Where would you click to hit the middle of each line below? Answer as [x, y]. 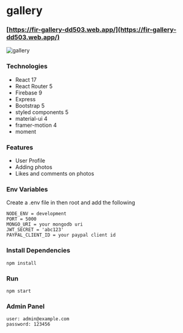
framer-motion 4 [36, 125]
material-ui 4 [31, 118]
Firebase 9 [29, 93]
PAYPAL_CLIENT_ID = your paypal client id [61, 235]
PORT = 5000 [21, 219]
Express [25, 99]
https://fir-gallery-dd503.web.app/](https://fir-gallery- [93, 30]
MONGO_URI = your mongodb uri [45, 224]
